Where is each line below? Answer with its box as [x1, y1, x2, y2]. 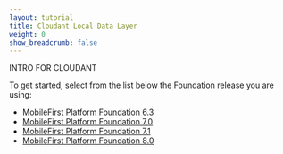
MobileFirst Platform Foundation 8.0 [21, 135, 154, 146]
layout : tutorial [9, 13, 74, 22]
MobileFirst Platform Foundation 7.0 [21, 116, 154, 127]
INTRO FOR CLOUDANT [9, 63, 97, 73]
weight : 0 [9, 30, 46, 38]
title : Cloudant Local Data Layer [9, 21, 138, 30]
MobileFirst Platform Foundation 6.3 [21, 107, 154, 117]
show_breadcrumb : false [9, 38, 98, 47]
